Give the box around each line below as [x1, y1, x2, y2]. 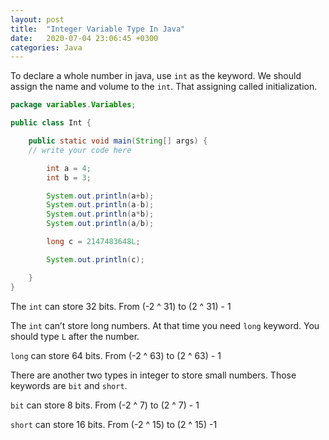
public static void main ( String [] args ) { [28, 136, 208, 146]
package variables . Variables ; [10, 100, 137, 110]
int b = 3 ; [46, 172, 92, 183]
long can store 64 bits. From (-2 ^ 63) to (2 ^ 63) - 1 [10, 349, 222, 361]
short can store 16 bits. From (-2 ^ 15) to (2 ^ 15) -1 [10, 418, 218, 430]
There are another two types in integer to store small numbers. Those [10, 369, 297, 381]
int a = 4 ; [46, 163, 92, 173]
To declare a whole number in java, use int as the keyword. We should [10, 70, 302, 82]
